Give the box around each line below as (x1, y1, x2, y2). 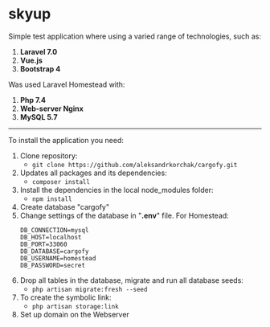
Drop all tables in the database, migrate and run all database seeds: (19, 275, 243, 285)
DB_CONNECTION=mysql (19, 226, 89, 234)
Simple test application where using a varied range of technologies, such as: (8, 31, 261, 41)
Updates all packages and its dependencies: (19, 168, 167, 178)
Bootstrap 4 (19, 63, 61, 73)
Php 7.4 (19, 95, 47, 104)
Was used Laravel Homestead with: (8, 80, 125, 89)
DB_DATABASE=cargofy (19, 247, 89, 255)
